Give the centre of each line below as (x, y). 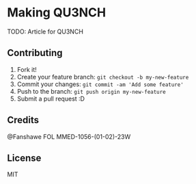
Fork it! (27, 69)
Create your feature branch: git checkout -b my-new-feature (103, 77)
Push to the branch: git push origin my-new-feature (91, 91)
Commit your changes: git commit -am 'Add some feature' (100, 84)
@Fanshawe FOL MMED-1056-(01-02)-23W (69, 136)
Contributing (35, 53)
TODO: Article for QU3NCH (45, 31)
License (24, 158)
